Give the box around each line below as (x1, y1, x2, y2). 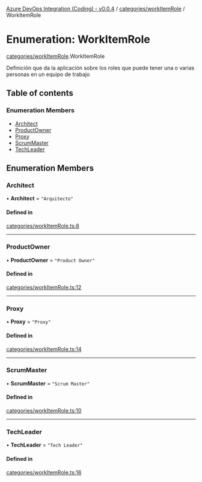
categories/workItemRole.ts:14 (6, 345, 82, 352)
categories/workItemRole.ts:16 (6, 469, 82, 476)
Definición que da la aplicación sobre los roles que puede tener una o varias (6, 64, 195, 71)
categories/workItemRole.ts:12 (6, 284, 82, 291)
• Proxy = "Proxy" (6, 318, 51, 325)
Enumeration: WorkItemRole (6, 33, 150, 46)
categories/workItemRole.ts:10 (6, 407, 82, 414)
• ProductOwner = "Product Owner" (6, 256, 95, 264)
